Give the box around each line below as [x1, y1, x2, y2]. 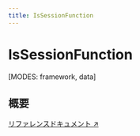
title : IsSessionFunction [8, 11, 93, 20]
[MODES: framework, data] [8, 72, 96, 81]
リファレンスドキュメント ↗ [8, 119, 99, 129]
